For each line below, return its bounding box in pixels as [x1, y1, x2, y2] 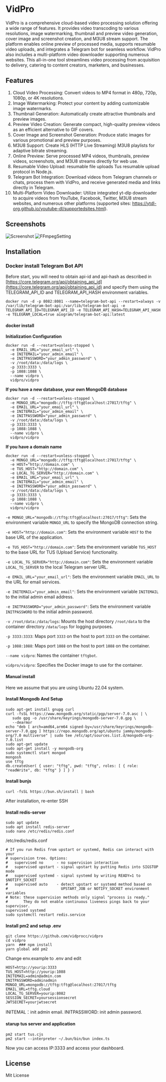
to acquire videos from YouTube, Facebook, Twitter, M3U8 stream [12, 195, 147, 201]
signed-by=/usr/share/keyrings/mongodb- [69, 724, 154, 729]
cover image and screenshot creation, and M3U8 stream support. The [5, 36, 148, 42]
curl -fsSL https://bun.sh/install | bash [5, 789, 94, 794]
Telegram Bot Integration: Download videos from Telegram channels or [12, 174, 158, 180]
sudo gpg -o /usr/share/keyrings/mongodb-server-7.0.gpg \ [12, 715, 136, 720]
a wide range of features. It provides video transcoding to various [5, 25, 139, 31]
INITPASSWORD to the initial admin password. [5, 609, 93, 615]
